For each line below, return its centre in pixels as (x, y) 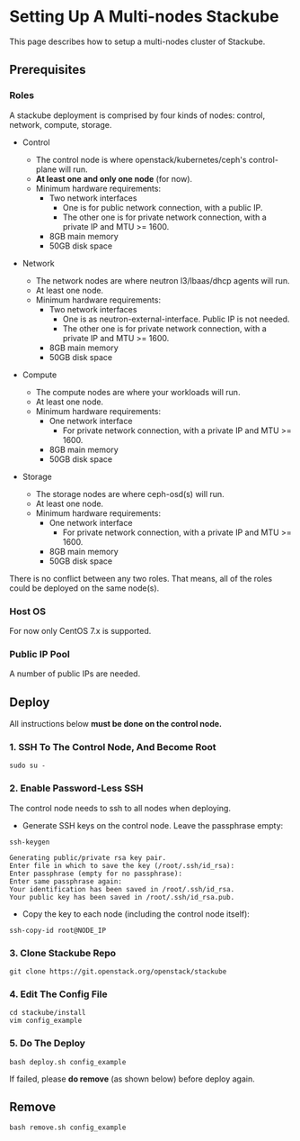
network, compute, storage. (61, 124)
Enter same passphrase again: (66, 881)
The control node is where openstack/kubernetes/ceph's (141, 159)
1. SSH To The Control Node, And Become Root (113, 747)
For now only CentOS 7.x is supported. (80, 630)
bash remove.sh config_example (68, 1127)
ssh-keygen (30, 842)
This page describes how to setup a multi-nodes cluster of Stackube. (137, 41)
